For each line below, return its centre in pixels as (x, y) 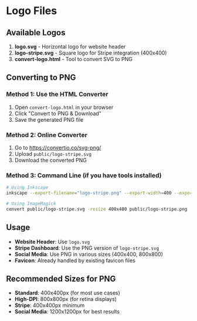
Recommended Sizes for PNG (61, 278)
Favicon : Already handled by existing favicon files (75, 260)
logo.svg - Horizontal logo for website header (70, 46)
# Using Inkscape (27, 188)
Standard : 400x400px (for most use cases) (67, 293)
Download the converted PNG (50, 160)
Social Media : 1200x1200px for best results (67, 312)
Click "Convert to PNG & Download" (58, 113)
